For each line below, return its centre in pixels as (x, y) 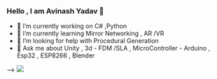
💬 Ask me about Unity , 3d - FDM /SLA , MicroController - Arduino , (113, 49)
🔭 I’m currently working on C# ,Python (72, 26)
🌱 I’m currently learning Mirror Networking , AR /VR (90, 33)
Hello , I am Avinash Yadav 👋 (55, 11)
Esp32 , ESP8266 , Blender (56, 55)
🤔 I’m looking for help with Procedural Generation (87, 41)
